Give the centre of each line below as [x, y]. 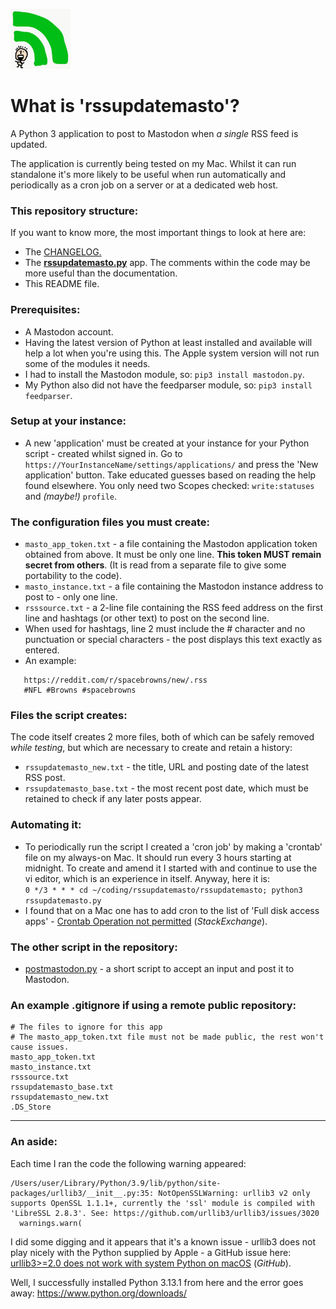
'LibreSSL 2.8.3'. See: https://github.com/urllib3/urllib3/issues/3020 [165, 1213]
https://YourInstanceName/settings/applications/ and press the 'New [171, 464]
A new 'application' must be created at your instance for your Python [167, 443]
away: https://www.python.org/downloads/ [98, 1293]
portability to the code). [73, 576]
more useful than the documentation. [101, 273]
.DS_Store [31, 1107]
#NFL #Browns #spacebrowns [80, 690]
